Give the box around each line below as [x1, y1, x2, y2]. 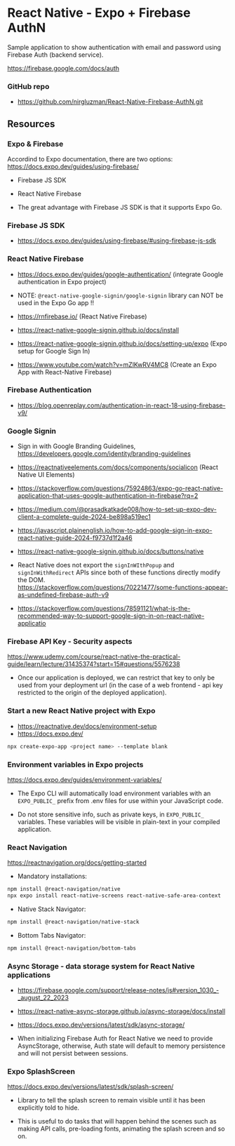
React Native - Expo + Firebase [7, 5, 191, 21]
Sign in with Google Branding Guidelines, [17, 442, 136, 450]
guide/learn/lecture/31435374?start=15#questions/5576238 [7, 660, 180, 668]
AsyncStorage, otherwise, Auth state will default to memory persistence [17, 1041, 226, 1050]
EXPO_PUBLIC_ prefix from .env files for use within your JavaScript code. [17, 796, 224, 804]
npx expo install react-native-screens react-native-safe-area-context [7, 892, 221, 899]
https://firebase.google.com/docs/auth [7, 64, 120, 72]
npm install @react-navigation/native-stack [7, 918, 140, 925]
